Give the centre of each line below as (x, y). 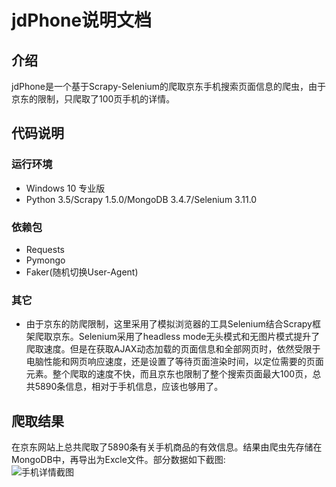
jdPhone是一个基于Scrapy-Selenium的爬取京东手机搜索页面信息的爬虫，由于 (169, 86)
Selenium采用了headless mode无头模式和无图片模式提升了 (199, 337)
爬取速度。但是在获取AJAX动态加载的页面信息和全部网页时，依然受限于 (173, 349)
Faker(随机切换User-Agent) (82, 272)
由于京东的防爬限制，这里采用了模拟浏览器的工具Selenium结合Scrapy (169, 324)
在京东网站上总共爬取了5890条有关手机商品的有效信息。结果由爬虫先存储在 (167, 447)
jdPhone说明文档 (82, 20)
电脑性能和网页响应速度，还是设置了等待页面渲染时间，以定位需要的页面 (174, 362)
